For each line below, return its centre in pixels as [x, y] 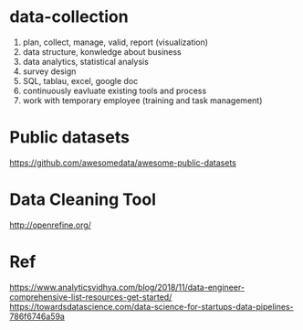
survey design [49, 71]
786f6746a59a [37, 316]
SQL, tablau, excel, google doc [80, 80]
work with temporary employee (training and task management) [142, 100]
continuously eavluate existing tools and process [115, 90]
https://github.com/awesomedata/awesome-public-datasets [123, 163]
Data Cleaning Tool [83, 200]
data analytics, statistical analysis [85, 61]
